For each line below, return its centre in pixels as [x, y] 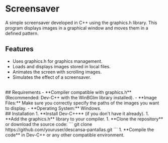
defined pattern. [22, 33]
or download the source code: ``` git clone [49, 124]
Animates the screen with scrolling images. [57, 72]
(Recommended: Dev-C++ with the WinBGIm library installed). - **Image [81, 97]
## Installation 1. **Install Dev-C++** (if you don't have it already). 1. [77, 113]
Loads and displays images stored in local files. [61, 66]
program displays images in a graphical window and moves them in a [77, 28]
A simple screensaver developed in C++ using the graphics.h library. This [81, 23]
